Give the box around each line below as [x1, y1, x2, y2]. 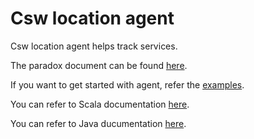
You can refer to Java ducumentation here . [10, 117, 187, 129]
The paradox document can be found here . [10, 59, 188, 71]
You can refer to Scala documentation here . [10, 98, 190, 110]
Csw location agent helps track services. [10, 40, 178, 52]
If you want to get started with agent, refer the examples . [10, 78, 245, 91]
